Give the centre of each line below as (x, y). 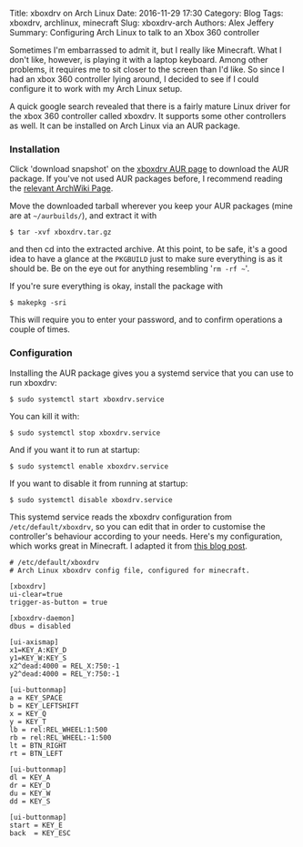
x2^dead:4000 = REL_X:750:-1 (65, 666)
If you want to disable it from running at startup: (99, 483)
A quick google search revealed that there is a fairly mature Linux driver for (150, 106)
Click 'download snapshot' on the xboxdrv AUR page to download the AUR (149, 169)
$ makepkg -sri (38, 303)
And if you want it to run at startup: (75, 449)
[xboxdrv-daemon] (42, 618)
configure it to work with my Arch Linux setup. (96, 89)
